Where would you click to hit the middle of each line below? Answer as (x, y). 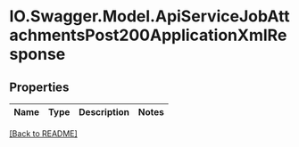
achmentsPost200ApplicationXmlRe (148, 35)
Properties (39, 87)
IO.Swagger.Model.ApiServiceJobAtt (149, 16)
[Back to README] (43, 134)
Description (104, 112)
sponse (37, 54)
